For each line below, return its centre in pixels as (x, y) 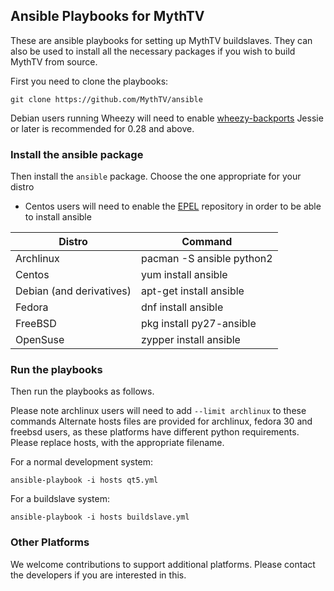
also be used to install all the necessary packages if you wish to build (153, 51)
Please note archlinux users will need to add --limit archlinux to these (158, 411)
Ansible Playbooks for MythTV (107, 16)
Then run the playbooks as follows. (82, 391)
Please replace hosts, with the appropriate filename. (117, 443)
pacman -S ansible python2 (206, 259)
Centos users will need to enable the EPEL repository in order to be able (173, 206)
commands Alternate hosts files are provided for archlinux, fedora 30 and (161, 421)
